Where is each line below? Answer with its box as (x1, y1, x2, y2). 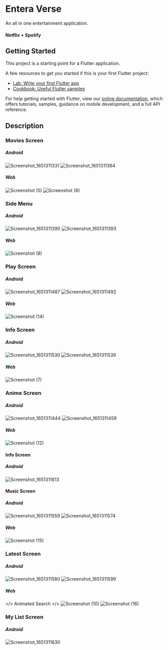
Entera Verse (5, 3, 62, 15)
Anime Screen (5, 390, 42, 397)
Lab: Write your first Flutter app (12, 80, 80, 86)
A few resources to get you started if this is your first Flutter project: (5, 70, 149, 77)
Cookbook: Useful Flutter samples (12, 86, 85, 92)
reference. (5, 106, 27, 113)
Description (5, 121, 44, 130)
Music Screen (5, 488, 36, 494)
